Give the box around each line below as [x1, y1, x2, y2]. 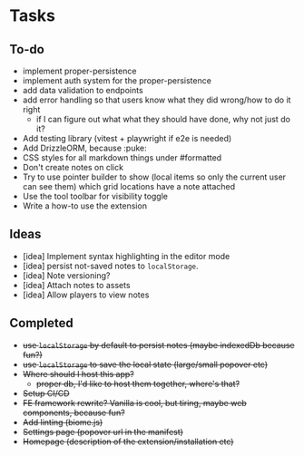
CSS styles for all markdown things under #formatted [22, 152, 222, 163]
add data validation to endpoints [22, 85, 143, 95]
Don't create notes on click [22, 162, 124, 172]
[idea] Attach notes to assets [22, 279, 131, 290]
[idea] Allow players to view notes [22, 289, 150, 300]
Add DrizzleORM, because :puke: [22, 142, 147, 153]
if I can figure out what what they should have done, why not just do [35, 114, 290, 124]
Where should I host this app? [22, 368, 134, 379]
